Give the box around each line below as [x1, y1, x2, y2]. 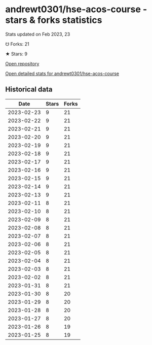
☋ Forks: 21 [5, 41, 29, 47]
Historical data [5, 85, 53, 94]
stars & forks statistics [5, 14, 102, 26]
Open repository [5, 60, 40, 66]
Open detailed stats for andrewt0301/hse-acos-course [5, 70, 119, 77]
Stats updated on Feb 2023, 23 [5, 31, 70, 37]
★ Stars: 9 [5, 51, 28, 57]
